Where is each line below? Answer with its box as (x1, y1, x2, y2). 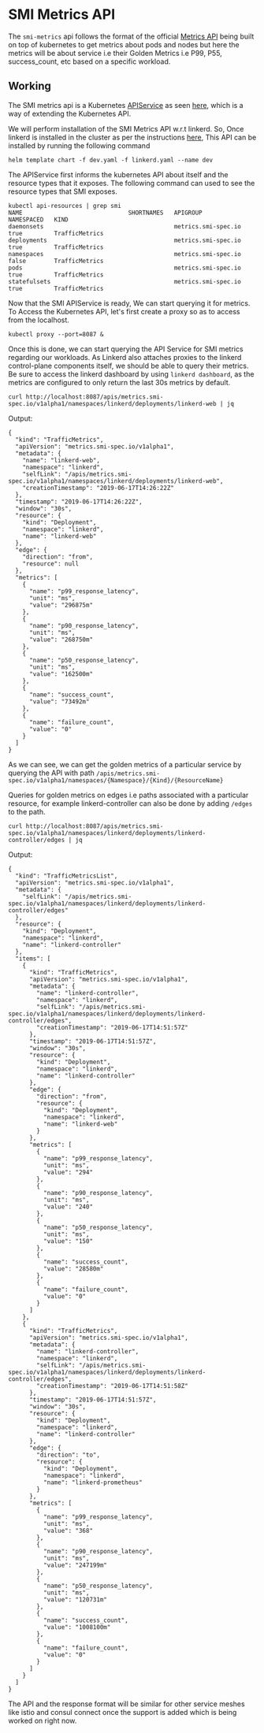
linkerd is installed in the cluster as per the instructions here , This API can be (8, 132, 257, 142)
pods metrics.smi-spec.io (8, 264, 242, 272)
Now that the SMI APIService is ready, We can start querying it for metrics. (8, 298, 251, 308)
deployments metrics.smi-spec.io (8, 236, 242, 244)
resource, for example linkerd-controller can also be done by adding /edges (8, 798, 253, 808)
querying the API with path (8, 768, 95, 777)
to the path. (8, 807, 46, 816)
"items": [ (15, 955, 51, 963)
